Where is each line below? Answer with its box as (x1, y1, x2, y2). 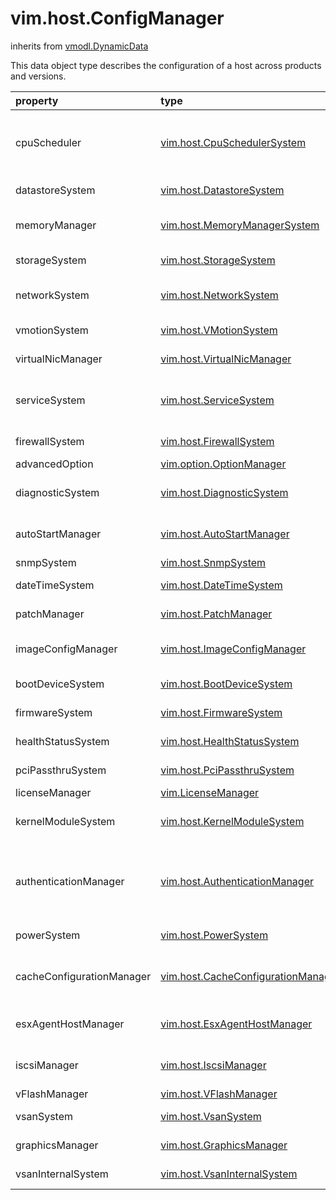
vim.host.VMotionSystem (160, 323, 278, 337)
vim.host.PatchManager (160, 607, 273, 621)
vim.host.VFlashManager (160, 1087, 278, 1101)
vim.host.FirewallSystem (160, 434, 275, 448)
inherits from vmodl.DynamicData (10, 40, 149, 52)
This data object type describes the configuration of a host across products (10, 59, 322, 71)
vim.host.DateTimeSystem (160, 578, 283, 592)
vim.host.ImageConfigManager (160, 642, 307, 656)
